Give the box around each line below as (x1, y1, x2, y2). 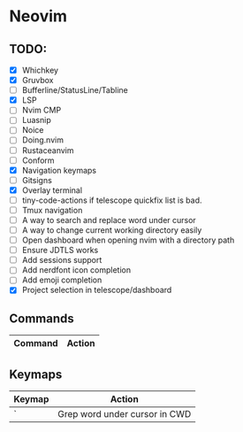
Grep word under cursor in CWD (57, 408, 192, 420)
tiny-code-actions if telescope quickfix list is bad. (21, 195, 202, 205)
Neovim (9, 6, 68, 27)
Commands (9, 311, 75, 326)
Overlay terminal (21, 184, 82, 196)
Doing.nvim (21, 135, 65, 145)
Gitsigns (21, 174, 53, 185)
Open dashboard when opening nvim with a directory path (21, 235, 235, 245)
